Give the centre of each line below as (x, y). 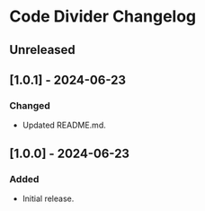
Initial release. (48, 198)
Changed (30, 105)
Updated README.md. (64, 125)
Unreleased (43, 50)
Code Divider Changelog (103, 17)
